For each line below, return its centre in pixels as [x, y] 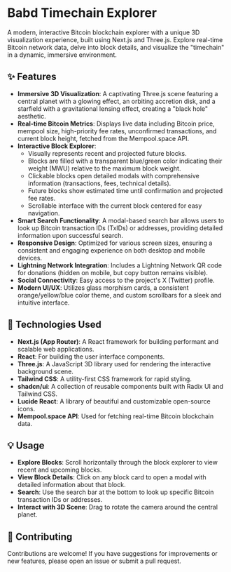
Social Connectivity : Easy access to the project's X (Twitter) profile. [116, 280]
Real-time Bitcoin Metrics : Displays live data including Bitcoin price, [116, 124]
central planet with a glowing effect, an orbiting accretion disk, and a [116, 101]
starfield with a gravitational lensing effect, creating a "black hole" [113, 108]
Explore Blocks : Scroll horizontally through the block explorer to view [118, 463]
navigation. [44, 213]
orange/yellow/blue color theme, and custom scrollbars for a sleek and [119, 295]
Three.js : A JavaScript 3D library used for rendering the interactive [114, 364]
